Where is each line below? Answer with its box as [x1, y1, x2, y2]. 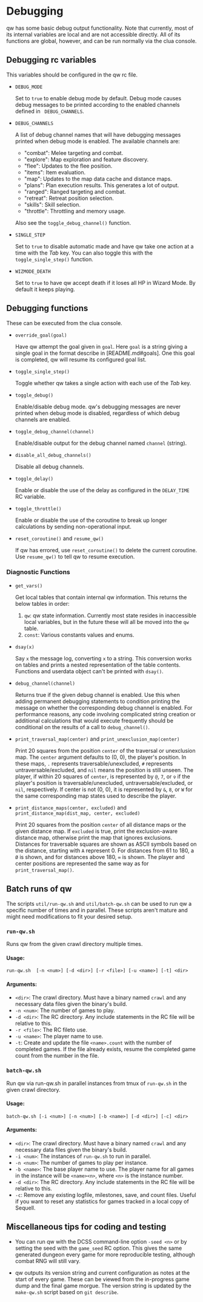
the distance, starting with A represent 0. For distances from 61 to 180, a [15, 846, 195, 854]
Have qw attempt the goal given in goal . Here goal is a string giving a [15, 343, 188, 350]
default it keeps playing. [15, 286, 76, 293]
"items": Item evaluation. [24, 168, 86, 176]
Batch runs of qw [6, 884, 72, 894]
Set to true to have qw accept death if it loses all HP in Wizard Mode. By [15, 279, 196, 286]
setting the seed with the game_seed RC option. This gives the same [15, 1244, 182, 1252]
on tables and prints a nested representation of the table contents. [15, 661, 181, 668]
